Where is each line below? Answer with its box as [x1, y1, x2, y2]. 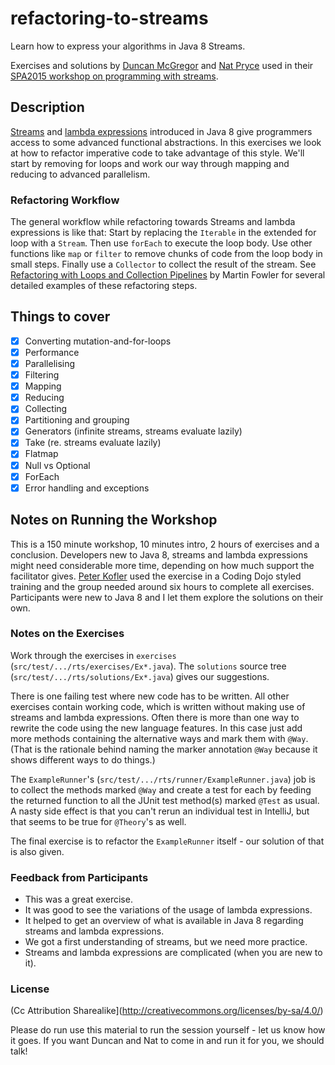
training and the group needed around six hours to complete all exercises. [10, 580, 315, 592]
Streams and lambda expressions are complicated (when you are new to [24, 947, 323, 959]
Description [10, 99, 85, 116]
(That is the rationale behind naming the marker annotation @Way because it [10, 743, 318, 755]
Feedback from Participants [10, 870, 149, 884]
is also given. [10, 845, 65, 857]
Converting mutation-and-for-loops [24, 335, 172, 347]
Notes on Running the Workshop [10, 512, 218, 529]
